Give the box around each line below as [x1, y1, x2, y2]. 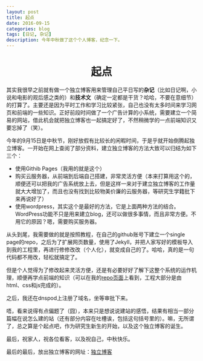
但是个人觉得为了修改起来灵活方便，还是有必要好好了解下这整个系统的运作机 [6, 266, 197, 273]
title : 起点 [6, 15, 34, 21]
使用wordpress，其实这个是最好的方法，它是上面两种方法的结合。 [14, 202, 179, 210]
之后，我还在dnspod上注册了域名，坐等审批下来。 [6, 294, 131, 302]
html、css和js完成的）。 [6, 281, 65, 288]
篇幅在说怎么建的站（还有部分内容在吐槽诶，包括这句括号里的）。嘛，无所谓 [6, 314, 195, 322]
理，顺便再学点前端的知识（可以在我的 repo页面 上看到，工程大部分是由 [6, 274, 182, 281]
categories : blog [6, 25, 50, 32]
